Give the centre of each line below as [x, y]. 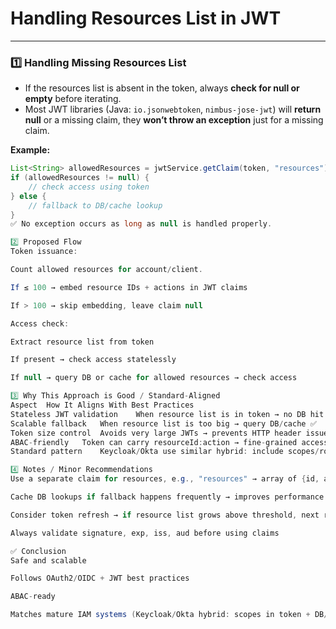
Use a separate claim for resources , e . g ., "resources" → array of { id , [165, 479]
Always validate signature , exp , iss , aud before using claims [145, 533]
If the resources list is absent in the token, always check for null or [162, 88]
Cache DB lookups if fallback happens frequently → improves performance [167, 497]
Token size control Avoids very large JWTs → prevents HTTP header [156, 433]
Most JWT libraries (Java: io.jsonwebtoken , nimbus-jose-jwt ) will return [173, 109]
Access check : [40, 323]
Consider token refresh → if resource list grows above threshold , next [165, 515]
